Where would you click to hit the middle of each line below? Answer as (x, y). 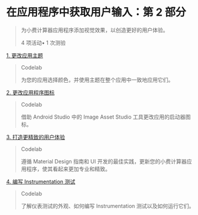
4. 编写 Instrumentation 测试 (41, 181)
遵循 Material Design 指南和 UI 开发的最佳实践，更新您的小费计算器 (104, 161)
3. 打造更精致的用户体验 (36, 137)
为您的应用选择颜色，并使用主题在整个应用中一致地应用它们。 (97, 80)
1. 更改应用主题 (25, 55)
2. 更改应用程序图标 (31, 92)
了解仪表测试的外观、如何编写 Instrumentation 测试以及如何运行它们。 (108, 206)
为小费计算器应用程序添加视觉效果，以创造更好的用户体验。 (94, 30)
